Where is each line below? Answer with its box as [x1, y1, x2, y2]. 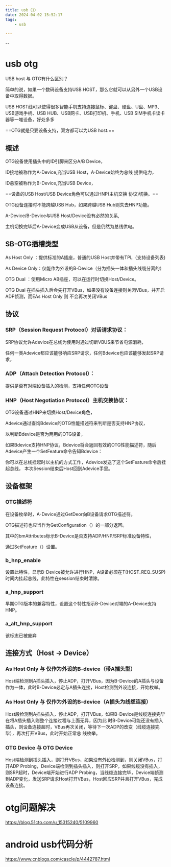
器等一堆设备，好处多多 [5, 116, 55, 123]
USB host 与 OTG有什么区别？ [5, 76, 68, 82]
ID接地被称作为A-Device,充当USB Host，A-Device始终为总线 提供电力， [5, 169, 157, 175]
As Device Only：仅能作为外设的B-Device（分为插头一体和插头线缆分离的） [5, 265, 164, 271]
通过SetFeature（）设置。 [5, 544, 60, 550]
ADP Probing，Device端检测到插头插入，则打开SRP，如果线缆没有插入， [9, 763, 163, 769]
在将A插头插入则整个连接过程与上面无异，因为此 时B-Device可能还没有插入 [5, 717, 163, 723]
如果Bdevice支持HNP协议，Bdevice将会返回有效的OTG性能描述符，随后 [5, 442, 157, 448]
